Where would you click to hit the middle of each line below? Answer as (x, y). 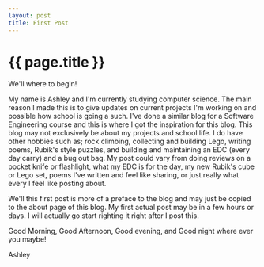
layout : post (30, 15)
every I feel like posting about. (57, 184)
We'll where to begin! (43, 84)
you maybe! (27, 239)
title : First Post (38, 23)
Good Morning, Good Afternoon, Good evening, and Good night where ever (131, 231)
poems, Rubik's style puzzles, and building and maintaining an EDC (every (129, 150)
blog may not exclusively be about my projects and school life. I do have (126, 133)
